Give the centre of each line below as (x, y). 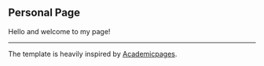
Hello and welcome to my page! (59, 31)
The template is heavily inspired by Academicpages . (93, 54)
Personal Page (44, 13)
